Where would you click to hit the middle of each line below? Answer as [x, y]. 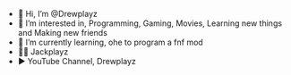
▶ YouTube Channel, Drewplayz [77, 61]
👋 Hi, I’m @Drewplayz [58, 14]
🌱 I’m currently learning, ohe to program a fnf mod [110, 42]
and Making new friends [62, 33]
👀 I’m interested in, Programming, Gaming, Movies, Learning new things [150, 23]
